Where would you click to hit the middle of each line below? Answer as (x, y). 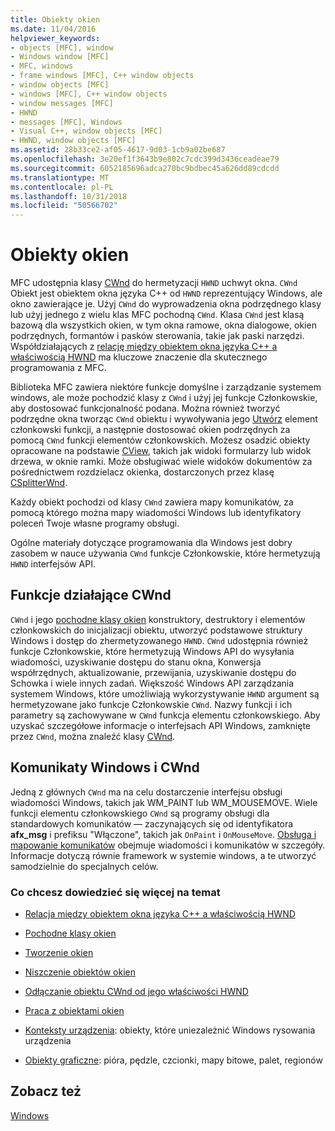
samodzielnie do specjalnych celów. (84, 866)
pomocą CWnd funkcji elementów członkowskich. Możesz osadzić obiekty (160, 440)
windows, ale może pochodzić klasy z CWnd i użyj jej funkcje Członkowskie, (164, 398)
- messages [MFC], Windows (66, 122)
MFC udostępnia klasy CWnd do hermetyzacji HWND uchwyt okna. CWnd (154, 283)
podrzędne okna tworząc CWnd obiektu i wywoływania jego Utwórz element (164, 419)
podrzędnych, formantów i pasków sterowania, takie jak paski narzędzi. (157, 336)
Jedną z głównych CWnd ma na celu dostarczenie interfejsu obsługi (146, 792)
